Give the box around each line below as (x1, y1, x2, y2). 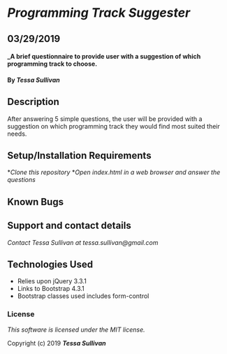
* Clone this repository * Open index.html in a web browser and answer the (7, 168, 221, 176)
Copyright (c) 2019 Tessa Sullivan (7, 339, 106, 347)
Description (7, 96, 59, 108)
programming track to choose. (7, 59, 98, 68)
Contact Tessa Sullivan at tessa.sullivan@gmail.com (7, 238, 159, 246)
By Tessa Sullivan (7, 76, 61, 84)
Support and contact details (7, 220, 131, 232)
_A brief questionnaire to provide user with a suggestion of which (7, 52, 201, 61)
